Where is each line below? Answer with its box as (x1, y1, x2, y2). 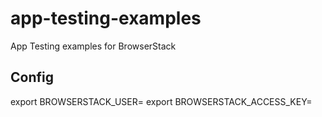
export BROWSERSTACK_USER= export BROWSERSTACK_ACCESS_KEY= (10, 95, 313, 107)
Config (10, 69, 54, 86)
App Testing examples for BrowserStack (10, 40, 177, 52)
